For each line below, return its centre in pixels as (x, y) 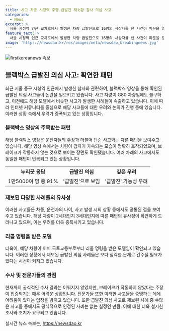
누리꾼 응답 (33, 172)
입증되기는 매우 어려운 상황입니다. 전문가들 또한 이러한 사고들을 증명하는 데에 (86, 294)
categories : (18, 15)
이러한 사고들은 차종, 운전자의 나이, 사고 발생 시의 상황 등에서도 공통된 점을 (78, 209)
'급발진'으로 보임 (82, 181)
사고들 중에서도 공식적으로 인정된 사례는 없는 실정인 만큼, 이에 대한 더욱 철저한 (87, 306)
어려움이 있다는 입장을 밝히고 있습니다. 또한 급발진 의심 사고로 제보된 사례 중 (80, 300)
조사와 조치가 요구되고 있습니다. (36, 312)
